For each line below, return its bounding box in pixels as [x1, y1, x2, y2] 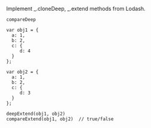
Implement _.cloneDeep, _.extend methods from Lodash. [6, 5, 146, 12]
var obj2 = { [6, 69, 39, 75]
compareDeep [6, 17, 36, 23]
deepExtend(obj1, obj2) [6, 111, 66, 117]
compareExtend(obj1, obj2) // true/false [6, 116, 114, 122]
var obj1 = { [6, 27, 39, 33]
